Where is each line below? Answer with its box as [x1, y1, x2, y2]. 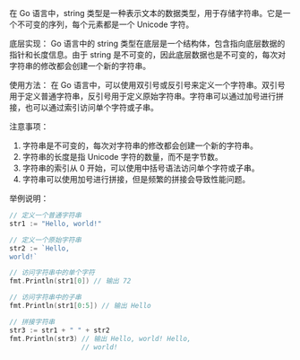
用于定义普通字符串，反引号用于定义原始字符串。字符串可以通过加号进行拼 [9, 91, 284, 101]
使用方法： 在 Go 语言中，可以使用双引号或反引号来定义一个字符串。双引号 [9, 80, 286, 90]
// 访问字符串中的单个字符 [9, 268, 96, 277]
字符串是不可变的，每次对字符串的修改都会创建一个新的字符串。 [21, 140, 258, 151]
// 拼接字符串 [9, 317, 56, 326]
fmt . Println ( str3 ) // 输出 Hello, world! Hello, [9, 334, 192, 343]
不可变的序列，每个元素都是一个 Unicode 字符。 [16, 19, 194, 30]
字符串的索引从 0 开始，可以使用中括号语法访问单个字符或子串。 [21, 162, 260, 173]
